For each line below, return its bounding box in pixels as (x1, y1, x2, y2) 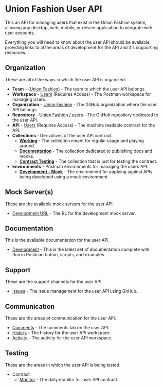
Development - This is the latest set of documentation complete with (12, 246, 150, 252)
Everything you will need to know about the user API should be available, (5, 39, 151, 45)
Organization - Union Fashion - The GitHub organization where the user (12, 101, 157, 107)
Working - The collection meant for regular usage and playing (19, 138, 144, 143)
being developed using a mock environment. (19, 174, 109, 179)
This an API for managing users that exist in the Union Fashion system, (5, 19, 147, 25)
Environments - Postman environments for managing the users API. (12, 163, 149, 169)
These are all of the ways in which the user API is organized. (5, 76, 127, 82)
